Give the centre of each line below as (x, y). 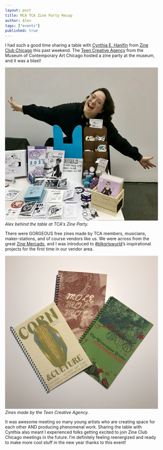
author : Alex (18, 20)
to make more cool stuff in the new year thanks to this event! (65, 443)
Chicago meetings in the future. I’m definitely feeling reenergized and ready (81, 437)
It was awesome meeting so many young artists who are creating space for (80, 422)
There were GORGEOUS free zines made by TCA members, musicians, (76, 234)
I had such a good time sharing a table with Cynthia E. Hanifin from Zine (77, 45)
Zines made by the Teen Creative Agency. (47, 413)
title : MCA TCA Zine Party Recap (39, 15)
